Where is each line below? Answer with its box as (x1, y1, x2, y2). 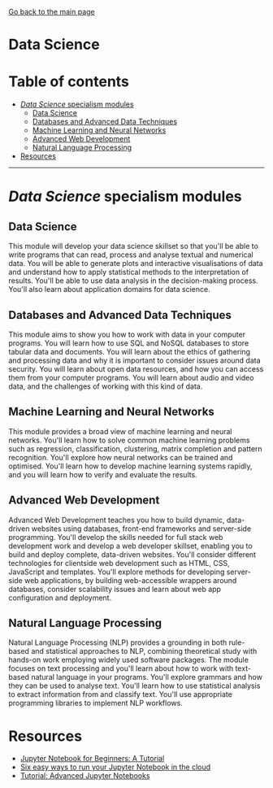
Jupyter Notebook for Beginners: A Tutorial (19, 754, 165, 764)
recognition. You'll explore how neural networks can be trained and (8, 452, 233, 462)
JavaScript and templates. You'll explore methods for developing (8, 567, 225, 577)
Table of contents (8, 72, 130, 91)
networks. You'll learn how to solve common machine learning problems (8, 435, 250, 445)
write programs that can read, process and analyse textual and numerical (8, 250, 253, 259)
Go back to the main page (8, 7, 95, 16)
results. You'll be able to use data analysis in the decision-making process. (8, 276, 258, 285)
